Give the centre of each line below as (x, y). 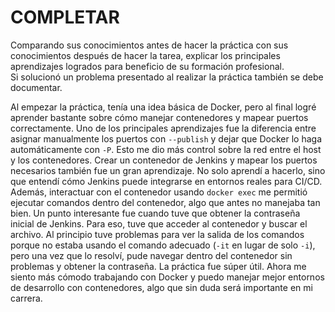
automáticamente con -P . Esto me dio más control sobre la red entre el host (166, 149)
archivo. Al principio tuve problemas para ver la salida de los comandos (157, 234)
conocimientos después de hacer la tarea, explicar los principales (145, 55)
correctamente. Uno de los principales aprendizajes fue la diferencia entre (163, 128)
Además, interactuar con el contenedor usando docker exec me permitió (159, 192)
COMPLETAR (65, 17)
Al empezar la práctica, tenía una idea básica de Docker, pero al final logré (163, 107)
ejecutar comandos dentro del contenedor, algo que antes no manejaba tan (165, 202)
